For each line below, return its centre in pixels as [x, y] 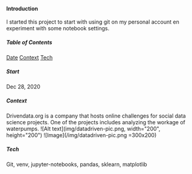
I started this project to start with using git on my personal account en [93, 22]
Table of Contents [29, 42]
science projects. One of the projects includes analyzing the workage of [96, 122]
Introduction [22, 8]
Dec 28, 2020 [23, 87]
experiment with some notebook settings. [58, 28]
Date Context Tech [30, 58]
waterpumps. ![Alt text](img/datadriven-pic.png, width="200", [83, 129]
